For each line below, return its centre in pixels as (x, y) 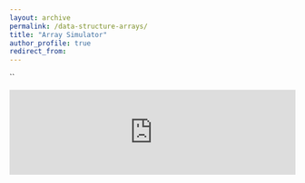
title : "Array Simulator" (58, 34)
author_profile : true (50, 43)
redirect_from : (38, 52)
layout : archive (40, 18)
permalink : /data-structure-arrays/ (79, 26)
